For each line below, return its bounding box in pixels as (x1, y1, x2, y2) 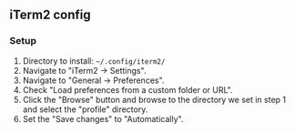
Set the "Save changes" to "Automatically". (22, 113, 184, 124)
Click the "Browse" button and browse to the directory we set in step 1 (22, 94, 287, 105)
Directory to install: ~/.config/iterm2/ (22, 55, 166, 66)
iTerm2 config (9, 7, 91, 23)
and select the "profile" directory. (22, 104, 148, 115)
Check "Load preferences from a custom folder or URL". (22, 84, 233, 95)
